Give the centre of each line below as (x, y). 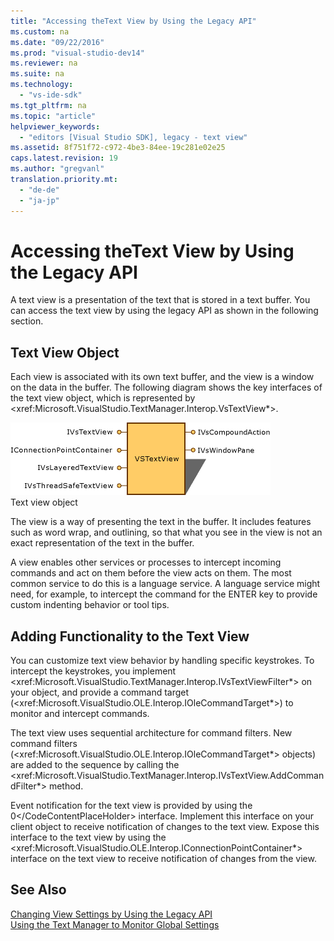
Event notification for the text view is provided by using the (131, 806)
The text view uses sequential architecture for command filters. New (151, 733)
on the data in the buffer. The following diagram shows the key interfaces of (166, 387)
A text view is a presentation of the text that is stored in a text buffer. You (160, 300)
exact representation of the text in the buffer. (102, 543)
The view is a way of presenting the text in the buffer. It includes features (161, 522)
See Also (38, 890)
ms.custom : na (40, 31)
